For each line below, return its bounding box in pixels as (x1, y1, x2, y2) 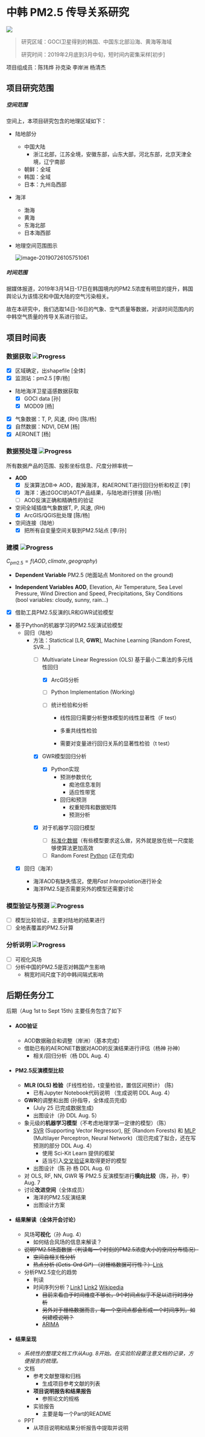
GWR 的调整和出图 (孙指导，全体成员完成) (24, 1096, 127, 1103)
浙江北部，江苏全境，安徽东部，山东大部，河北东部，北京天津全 (33, 150, 192, 158)
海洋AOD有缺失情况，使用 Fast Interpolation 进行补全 (33, 877, 163, 885)
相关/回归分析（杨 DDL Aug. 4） (33, 1052, 113, 1059)
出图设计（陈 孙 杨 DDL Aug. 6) (33, 1164, 110, 1172)
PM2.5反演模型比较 (14, 1067, 65, 1074)
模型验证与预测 (6, 902, 50, 910)
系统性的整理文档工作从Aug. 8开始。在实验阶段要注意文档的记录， (24, 1350, 189, 1357)
